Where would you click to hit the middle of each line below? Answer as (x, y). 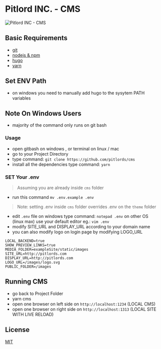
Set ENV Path (26, 81)
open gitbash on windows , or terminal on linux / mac (66, 149)
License (17, 330)
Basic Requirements (36, 38)
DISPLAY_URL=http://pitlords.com (39, 258)
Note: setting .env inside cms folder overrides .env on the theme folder (87, 207)
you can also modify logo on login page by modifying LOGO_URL (77, 232)
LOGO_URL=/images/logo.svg (33, 262)
